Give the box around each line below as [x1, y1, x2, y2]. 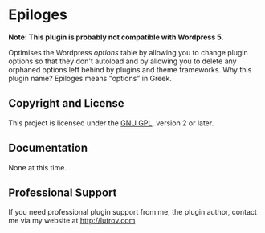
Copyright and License [8, 96, 124, 110]
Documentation [8, 141, 88, 155]
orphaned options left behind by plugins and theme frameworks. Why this [8, 64, 252, 74]
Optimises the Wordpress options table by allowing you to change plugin [8, 47, 248, 57]
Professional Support [8, 186, 117, 199]
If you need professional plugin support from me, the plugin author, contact [8, 207, 257, 217]
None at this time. [8, 162, 67, 172]
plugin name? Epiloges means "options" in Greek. [8, 73, 173, 83]
